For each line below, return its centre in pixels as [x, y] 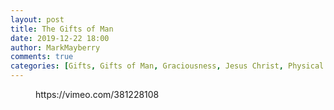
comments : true [42, 57]
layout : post [37, 19]
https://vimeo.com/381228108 [97, 94]
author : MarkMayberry [55, 47]
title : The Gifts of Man [62, 29]
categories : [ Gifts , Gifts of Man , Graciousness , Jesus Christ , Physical [167, 66]
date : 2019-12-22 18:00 [60, 38]
